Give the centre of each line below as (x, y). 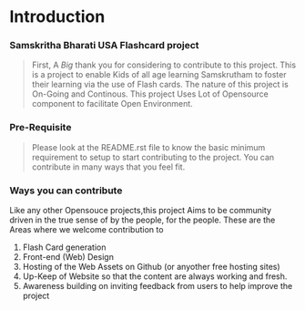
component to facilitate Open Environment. (112, 104)
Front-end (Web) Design (68, 257)
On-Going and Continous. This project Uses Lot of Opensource (150, 94)
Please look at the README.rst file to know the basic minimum (148, 147)
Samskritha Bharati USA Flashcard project (104, 46)
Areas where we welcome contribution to (86, 230)
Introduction (57, 17)
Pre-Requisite (41, 128)
